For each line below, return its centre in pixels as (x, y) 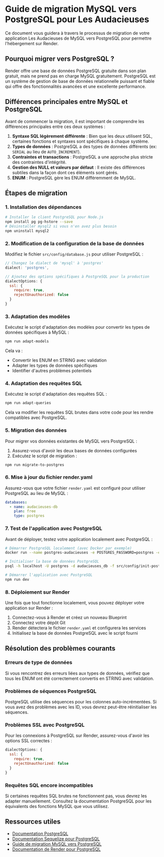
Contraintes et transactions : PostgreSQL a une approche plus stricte (82, 157)
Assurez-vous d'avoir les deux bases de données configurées (74, 450)
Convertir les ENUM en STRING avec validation (59, 360)
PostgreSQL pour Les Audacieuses (77, 19)
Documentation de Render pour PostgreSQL (56, 849)
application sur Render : (29, 608)
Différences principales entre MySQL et (66, 102)
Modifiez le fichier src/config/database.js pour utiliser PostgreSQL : (74, 254)
